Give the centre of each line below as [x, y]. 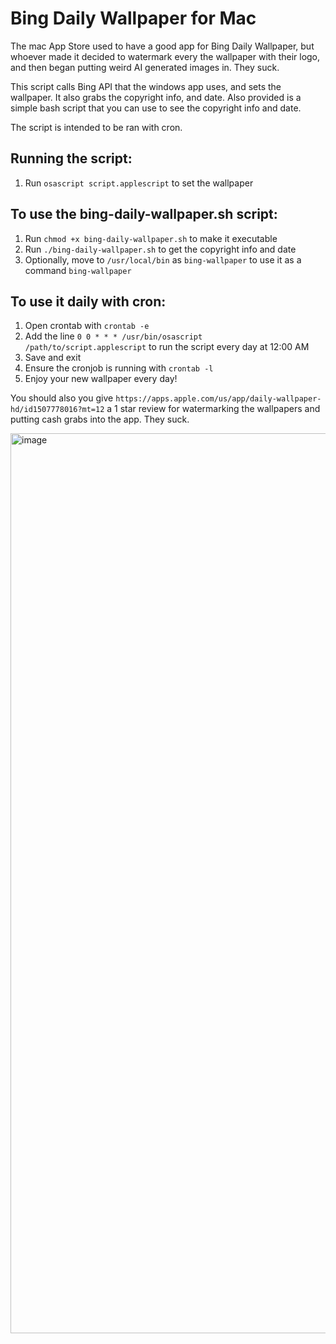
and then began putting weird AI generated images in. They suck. [145, 67]
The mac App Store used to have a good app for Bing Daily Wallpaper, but [162, 46]
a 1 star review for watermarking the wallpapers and [213, 409]
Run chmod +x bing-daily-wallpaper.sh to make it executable [151, 238]
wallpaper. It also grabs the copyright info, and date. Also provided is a [156, 97]
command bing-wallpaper [78, 270]
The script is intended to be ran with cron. [96, 127]
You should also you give [62, 398]
